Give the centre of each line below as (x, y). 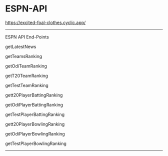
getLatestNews (21, 46)
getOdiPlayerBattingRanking (34, 104)
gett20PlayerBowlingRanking (35, 124)
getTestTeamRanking (27, 85)
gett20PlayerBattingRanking (34, 95)
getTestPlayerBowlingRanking (36, 143)
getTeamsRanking (24, 56)
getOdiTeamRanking (26, 66)
